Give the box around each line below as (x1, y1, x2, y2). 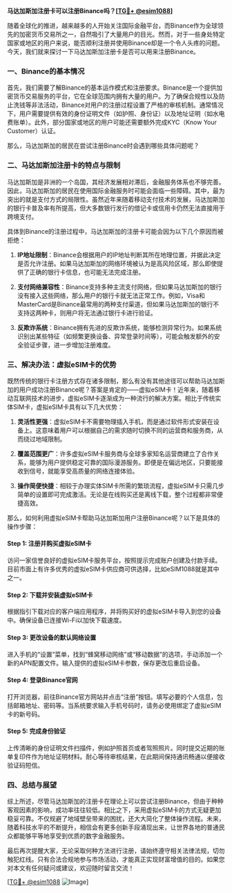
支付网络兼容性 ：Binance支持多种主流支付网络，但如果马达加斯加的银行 (17, 282, 222, 291)
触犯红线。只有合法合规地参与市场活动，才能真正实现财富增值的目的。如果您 (7, 856, 225, 864)
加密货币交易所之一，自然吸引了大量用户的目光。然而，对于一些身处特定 (19, 31, 225, 38)
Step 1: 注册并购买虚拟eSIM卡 (7, 539, 92, 548)
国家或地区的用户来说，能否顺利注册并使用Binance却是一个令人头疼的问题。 (7, 39, 224, 47)
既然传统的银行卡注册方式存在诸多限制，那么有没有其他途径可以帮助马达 (7, 376, 213, 385)
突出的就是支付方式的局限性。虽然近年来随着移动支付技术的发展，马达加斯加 (7, 195, 225, 203)
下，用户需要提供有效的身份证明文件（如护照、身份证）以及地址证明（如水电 (7, 110, 225, 118)
